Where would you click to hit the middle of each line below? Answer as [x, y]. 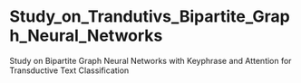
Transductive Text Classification [69, 70]
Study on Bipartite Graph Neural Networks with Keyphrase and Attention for [150, 60]
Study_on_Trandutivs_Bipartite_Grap [150, 17]
